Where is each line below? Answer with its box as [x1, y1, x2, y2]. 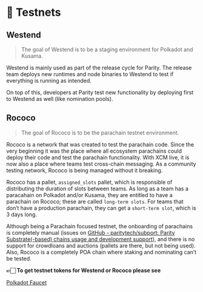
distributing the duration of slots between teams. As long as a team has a [6, 185, 189, 192]
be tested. [6, 255, 32, 262]
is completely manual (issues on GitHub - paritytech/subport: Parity [6, 229, 175, 236]
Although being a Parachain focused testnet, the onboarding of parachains [6, 222, 193, 230]
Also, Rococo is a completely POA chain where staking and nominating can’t [6, 248, 197, 255]
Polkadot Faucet [6, 279, 47, 286]
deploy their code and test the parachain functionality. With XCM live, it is [6, 153, 190, 161]
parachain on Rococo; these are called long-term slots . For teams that [6, 198, 184, 205]
